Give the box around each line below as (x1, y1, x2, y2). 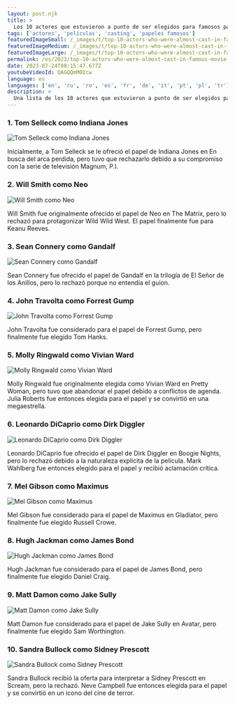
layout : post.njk (7, 10, 58, 17)
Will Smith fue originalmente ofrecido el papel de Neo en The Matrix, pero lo (7, 209, 227, 218)
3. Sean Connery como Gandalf (7, 241, 116, 251)
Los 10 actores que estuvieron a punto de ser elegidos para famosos (13, 23, 220, 30)
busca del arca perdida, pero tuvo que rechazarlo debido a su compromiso (7, 155, 223, 163)
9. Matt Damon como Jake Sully (7, 590, 117, 600)
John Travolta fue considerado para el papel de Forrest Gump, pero (7, 325, 202, 334)
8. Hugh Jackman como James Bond (7, 536, 134, 545)
